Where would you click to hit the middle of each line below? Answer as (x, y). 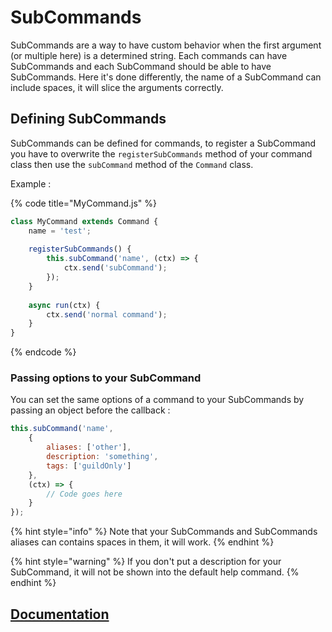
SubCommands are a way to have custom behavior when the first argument (166, 45)
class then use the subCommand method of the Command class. (132, 164)
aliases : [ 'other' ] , (89, 447)
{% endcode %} (43, 352)
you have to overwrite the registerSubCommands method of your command (161, 153)
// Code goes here (84, 494)
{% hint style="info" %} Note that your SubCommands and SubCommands (164, 532)
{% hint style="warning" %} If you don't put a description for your (146, 562)
